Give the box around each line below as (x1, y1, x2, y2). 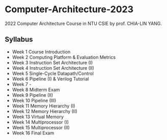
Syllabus (5, 35, 34, 44)
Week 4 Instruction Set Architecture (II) (12, 65, 95, 71)
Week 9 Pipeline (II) (12, 92, 53, 98)
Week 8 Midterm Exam (12, 87, 60, 93)
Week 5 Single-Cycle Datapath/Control (12, 70, 94, 76)
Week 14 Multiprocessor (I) (12, 119, 69, 125)
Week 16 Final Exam (12, 130, 54, 136)
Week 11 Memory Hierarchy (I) (12, 103, 75, 109)
